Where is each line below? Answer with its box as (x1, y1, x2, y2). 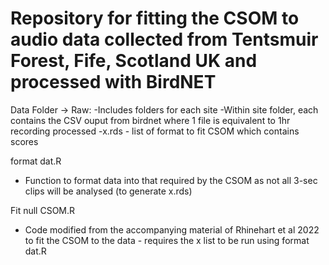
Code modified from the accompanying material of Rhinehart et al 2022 (24, 223, 320, 236)
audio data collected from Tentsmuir (10, 28, 319, 51)
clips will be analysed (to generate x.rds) (24, 185, 193, 197)
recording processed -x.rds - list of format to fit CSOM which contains (10, 125, 300, 137)
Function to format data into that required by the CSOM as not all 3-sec (24, 174, 318, 186)
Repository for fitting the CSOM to (10, 7, 300, 30)
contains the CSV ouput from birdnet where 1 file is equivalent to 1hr (10, 114, 291, 126)
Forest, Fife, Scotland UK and (10, 50, 258, 72)
